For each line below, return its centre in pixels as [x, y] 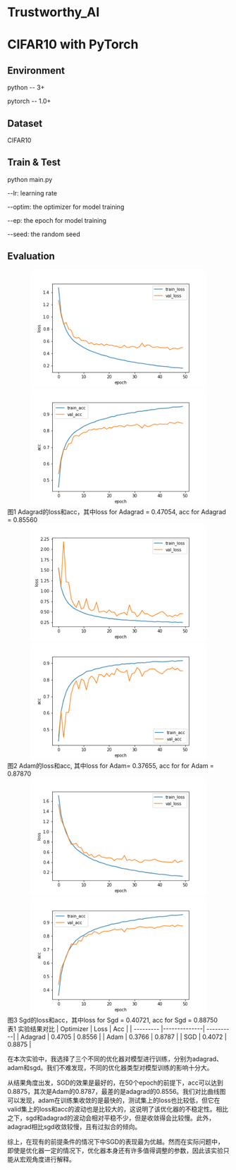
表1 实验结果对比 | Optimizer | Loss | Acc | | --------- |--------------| [106, 1029]
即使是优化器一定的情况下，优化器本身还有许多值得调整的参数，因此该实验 [115, 1150]
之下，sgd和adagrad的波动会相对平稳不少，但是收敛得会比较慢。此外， [111, 1118]
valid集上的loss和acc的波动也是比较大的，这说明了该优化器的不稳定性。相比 [118, 1109]
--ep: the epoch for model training [57, 220]
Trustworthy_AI [54, 12]
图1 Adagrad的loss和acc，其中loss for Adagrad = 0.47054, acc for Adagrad [117, 511]
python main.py [30, 179]
